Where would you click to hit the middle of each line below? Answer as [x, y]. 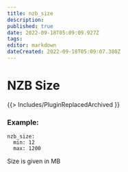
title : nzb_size [30, 13]
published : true [30, 26]
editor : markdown [32, 45]
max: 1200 [27, 149]
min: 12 [24, 143]
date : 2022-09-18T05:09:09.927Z [53, 33]
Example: [23, 122]
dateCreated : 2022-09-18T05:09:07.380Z [64, 52]
